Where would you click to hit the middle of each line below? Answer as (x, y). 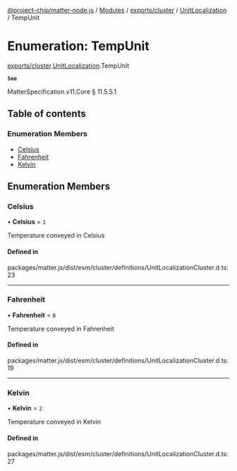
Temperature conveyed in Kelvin (54, 422)
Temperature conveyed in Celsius (56, 235)
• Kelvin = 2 (25, 408)
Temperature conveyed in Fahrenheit (61, 329)
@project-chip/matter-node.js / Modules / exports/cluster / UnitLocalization (117, 10)
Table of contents (47, 114)
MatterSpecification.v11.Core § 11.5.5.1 (62, 92)
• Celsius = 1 (26, 222)
